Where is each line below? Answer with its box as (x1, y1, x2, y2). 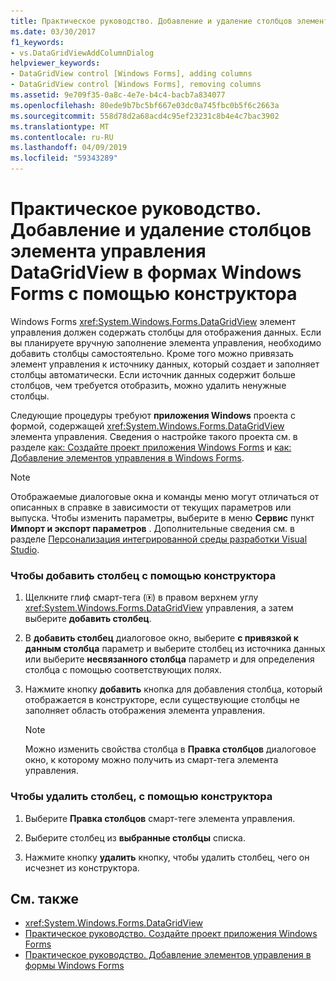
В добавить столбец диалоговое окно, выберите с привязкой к (24, 632, 299, 644)
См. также (10, 890, 80, 907)
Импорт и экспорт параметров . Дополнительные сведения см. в (10, 522, 295, 534)
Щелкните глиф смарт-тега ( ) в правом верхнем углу (24, 591, 259, 604)
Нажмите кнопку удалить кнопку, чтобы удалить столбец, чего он (24, 851, 310, 863)
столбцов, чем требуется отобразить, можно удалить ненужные (10, 379, 287, 391)
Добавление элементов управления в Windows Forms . (10, 451, 245, 464)
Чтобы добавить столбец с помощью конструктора (10, 568, 277, 582)
